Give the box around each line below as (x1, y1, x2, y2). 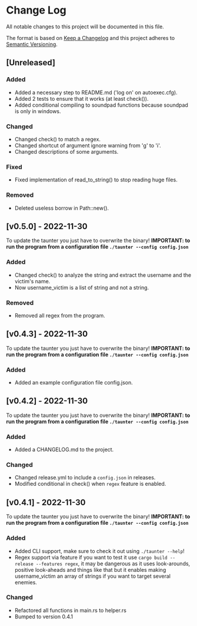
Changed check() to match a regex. (14, 135, 101, 143)
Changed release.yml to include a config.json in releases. (14, 474, 156, 481)
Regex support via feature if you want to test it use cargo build (14, 554, 168, 561)
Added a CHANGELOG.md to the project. (14, 446, 114, 453)
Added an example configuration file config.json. (14, 379, 133, 386)
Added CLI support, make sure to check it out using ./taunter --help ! (14, 547, 185, 554)
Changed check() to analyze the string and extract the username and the (14, 271, 192, 279)
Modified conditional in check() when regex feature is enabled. (14, 481, 166, 488)
